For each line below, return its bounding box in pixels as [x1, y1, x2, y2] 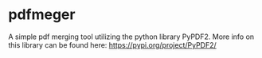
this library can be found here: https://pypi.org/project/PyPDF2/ [8, 40, 217, 49]
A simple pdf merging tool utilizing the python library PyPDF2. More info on [8, 32, 255, 41]
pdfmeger [8, 6, 76, 24]
